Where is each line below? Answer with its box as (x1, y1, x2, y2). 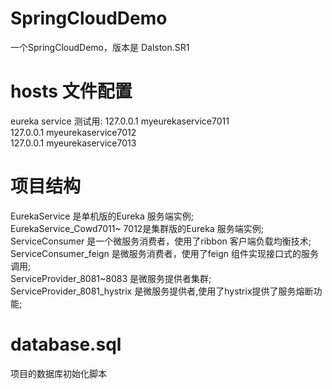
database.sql (10, 333, 122, 356)
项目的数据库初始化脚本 (10, 367, 107, 379)
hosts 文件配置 (10, 80, 133, 103)
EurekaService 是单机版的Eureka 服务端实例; (10, 210, 195, 222)
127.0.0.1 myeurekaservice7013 (10, 137, 137, 149)
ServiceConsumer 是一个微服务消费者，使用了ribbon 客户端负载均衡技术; (10, 235, 312, 247)
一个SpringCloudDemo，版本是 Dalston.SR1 (10, 41, 190, 53)
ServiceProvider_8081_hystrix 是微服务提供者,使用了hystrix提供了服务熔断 (10, 285, 314, 297)
